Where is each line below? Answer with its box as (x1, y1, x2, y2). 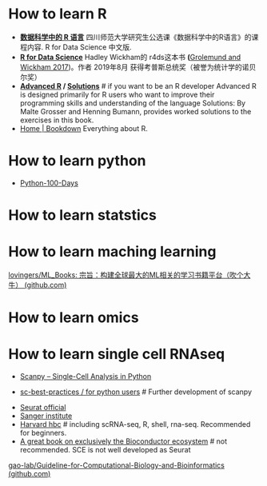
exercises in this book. (19, 115, 94, 125)
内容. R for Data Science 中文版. (26, 42, 132, 52)
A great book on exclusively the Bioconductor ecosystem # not (19, 436, 228, 446)
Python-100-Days (19, 177, 78, 188)
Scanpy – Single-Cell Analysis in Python (19, 372, 152, 381)
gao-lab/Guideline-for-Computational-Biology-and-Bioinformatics (8, 460, 225, 470)
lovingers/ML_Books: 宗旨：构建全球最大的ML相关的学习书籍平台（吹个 (8, 270, 244, 280)
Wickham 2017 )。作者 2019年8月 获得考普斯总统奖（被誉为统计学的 (19, 62, 242, 72)
